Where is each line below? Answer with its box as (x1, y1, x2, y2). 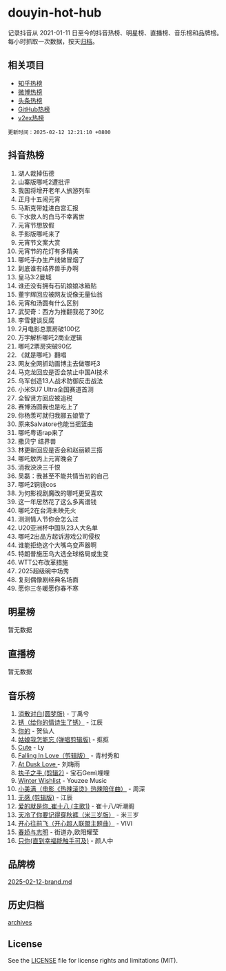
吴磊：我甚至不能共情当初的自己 (17, 472, 109, 480)
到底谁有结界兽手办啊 (17, 264, 79, 272)
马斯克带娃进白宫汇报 (17, 203, 79, 212)
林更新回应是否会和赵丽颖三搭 (17, 445, 103, 454)
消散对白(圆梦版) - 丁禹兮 (17, 710, 90, 717)
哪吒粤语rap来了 (17, 428, 64, 436)
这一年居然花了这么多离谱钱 (17, 497, 97, 506)
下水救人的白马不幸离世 (17, 212, 85, 221)
